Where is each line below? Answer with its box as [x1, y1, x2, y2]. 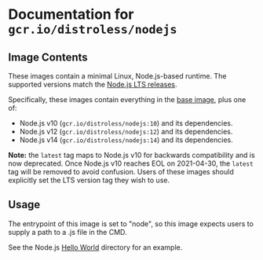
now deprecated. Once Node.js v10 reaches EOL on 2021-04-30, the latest [8, 159, 254, 168]
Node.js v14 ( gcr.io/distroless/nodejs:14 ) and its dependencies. [19, 135, 233, 145]
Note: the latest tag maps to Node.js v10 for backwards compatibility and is [8, 151, 255, 159]
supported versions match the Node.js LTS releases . [8, 80, 178, 89]
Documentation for [8, 5, 134, 24]
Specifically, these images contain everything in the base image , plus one [8, 95, 247, 104]
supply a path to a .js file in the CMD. [8, 227, 127, 236]
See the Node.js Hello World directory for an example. [8, 242, 183, 252]
